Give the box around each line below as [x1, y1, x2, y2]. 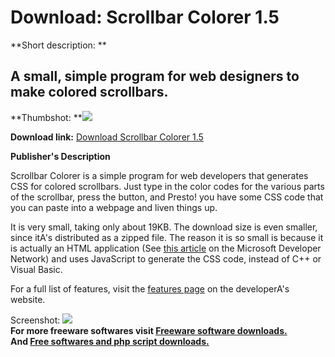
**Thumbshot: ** [10, 111, 83, 123]
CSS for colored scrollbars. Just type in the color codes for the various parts [10, 180, 325, 192]
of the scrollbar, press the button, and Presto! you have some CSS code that [10, 191, 324, 203]
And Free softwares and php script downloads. [10, 335, 210, 347]
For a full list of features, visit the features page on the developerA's [10, 282, 290, 295]
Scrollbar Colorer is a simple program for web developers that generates [10, 169, 309, 181]
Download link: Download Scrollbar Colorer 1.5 [10, 131, 204, 143]
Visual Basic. [10, 263, 63, 275]
